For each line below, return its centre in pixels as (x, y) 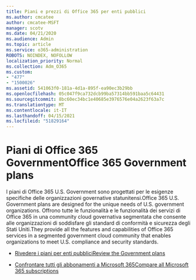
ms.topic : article (29, 45)
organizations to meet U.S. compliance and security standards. (82, 242)
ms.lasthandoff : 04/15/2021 (41, 116)
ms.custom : (19, 72)
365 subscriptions (36, 271)
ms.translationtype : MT (35, 105)
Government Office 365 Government (96, 163)
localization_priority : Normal (44, 61)
